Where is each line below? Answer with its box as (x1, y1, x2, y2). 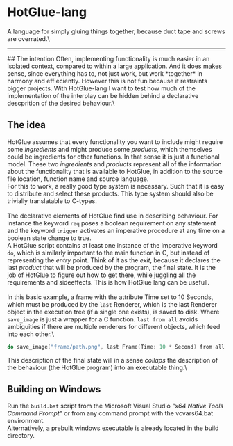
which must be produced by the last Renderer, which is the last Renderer (7, 300, 217, 308)
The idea (7, 119, 46, 131)
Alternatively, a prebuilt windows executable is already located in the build (7, 424, 219, 432)
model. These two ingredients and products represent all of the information (7, 159, 222, 168)
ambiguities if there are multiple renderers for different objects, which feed (7, 322, 221, 330)
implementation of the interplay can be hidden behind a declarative (7, 91, 199, 99)
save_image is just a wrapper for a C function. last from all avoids (7, 314, 198, 324)
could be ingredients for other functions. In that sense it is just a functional (7, 152, 220, 161)
